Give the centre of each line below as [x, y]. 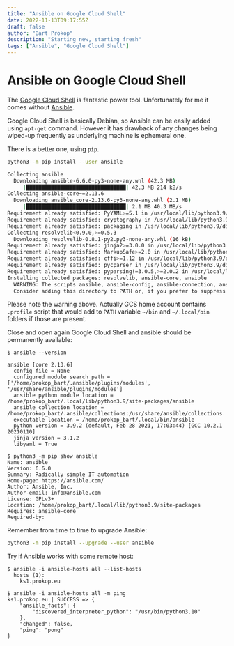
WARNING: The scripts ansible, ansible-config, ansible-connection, [115, 284]
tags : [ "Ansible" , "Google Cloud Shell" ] [68, 46]
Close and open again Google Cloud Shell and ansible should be [99, 332]
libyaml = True [36, 444]
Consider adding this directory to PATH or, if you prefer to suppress [120, 291]
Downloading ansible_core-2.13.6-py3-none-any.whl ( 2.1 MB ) [102, 200]
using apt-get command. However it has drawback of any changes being [112, 128]
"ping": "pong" [42, 630]
